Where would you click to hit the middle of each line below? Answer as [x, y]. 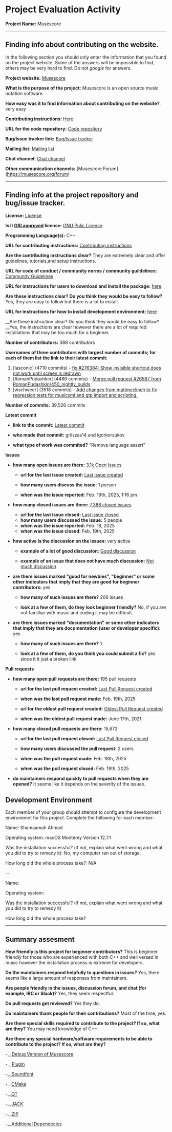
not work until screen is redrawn [47, 373]
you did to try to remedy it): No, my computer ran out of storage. [73, 853]
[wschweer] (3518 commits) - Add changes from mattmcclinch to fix [85, 390]
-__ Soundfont [19, 1074]
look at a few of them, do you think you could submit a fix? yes [88, 653]
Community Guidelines [29, 276]
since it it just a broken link [48, 659]
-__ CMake [16, 1084]
